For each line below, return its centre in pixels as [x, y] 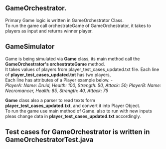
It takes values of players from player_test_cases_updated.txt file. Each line [82, 69]
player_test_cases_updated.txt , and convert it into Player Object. [73, 105]
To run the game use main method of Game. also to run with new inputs [79, 111]
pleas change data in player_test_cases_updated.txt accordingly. [73, 116]
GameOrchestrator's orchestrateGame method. [55, 64]
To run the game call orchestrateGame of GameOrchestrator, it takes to [78, 25]
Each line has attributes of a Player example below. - [59, 80]
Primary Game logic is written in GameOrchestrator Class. [64, 20]
